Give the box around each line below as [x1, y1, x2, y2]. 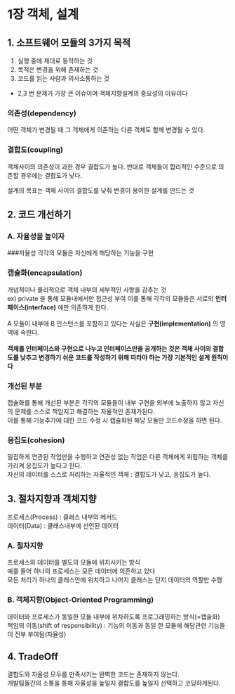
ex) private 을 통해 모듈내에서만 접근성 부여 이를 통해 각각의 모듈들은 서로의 [7, 294, 214, 302]
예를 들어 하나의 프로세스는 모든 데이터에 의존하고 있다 [7, 567, 156, 575]
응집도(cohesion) [7, 435, 65, 445]
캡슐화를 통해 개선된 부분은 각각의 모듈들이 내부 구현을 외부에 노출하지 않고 [7, 398, 212, 406]
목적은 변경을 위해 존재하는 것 [17, 65, 98, 74]
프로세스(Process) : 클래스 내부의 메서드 [7, 513, 118, 521]
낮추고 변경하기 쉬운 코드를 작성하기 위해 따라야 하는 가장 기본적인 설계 [20, 353, 210, 361]
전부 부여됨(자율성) [14, 630, 67, 638]
